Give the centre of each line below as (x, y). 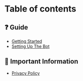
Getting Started (27, 41)
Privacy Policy (26, 73)
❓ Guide (16, 27)
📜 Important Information (41, 61)
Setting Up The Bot (30, 46)
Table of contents (41, 9)
